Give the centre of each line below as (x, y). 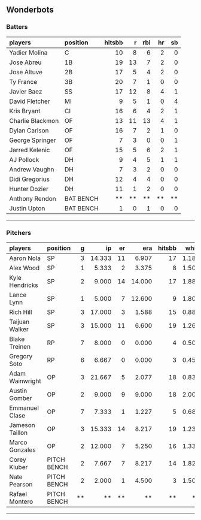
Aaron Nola (25, 258)
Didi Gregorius (29, 179)
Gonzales (22, 450)
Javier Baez (26, 91)
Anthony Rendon (33, 198)
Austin (18, 391)
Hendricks (24, 285)
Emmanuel (24, 408)
